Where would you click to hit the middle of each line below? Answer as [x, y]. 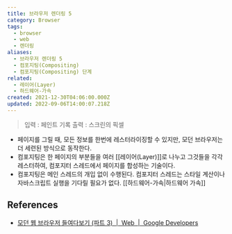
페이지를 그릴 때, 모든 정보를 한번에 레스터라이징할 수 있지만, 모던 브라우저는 [120, 139]
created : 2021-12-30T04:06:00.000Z [59, 98]
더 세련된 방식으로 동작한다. [55, 148]
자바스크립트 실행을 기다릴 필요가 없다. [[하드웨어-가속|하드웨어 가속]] [111, 183]
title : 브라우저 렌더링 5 [40, 14]
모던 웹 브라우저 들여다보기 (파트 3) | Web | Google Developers [108, 222]
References [33, 205]
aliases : [20, 53]
